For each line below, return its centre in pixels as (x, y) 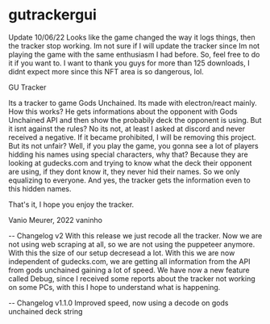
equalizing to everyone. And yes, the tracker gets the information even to (130, 180)
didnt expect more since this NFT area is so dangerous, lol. (106, 71)
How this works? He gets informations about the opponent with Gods (123, 112)
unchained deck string (46, 311)
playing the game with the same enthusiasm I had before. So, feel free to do (134, 54)
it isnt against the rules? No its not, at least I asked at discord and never (127, 128)
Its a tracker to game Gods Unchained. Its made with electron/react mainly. (133, 103)
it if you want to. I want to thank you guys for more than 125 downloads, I (129, 63)
